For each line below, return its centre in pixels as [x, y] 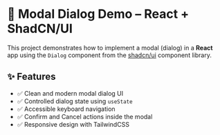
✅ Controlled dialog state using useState [75, 101]
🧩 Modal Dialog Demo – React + [98, 14]
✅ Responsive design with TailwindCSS [73, 124]
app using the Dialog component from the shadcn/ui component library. [110, 55]
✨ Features [31, 77]
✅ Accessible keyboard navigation [66, 109]
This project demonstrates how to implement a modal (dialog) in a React [110, 48]
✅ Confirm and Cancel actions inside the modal [85, 116]
